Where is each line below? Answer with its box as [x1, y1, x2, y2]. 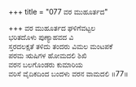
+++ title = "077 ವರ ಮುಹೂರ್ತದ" [8, 7, 108, 16]
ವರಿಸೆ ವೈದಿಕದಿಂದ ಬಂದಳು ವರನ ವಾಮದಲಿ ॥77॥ [8, 69, 129, 78]
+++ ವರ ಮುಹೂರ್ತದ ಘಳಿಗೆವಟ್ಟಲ [8, 24, 96, 33]
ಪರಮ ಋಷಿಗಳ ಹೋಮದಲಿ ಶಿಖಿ [8, 50, 87, 60]
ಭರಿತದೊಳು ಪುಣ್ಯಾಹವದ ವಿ [8, 33, 74, 41]
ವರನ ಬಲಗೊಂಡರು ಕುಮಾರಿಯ [8, 60, 84, 69]
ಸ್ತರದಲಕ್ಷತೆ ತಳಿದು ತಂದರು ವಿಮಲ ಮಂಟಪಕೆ [8, 41, 113, 51]
